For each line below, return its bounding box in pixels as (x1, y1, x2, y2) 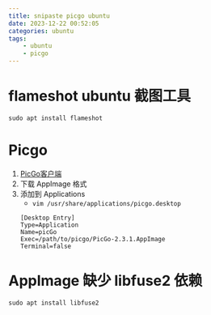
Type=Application (19, 220, 79, 229)
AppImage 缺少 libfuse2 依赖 (8, 272, 203, 290)
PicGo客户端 (19, 168, 62, 178)
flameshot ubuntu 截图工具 (8, 87, 192, 105)
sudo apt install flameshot (8, 114, 103, 122)
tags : (8, 34, 27, 43)
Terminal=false (19, 242, 72, 250)
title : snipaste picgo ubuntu (8, 11, 111, 20)
